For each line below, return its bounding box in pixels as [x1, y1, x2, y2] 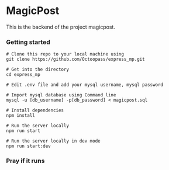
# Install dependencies [6, 107, 64, 113]
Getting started [6, 38, 51, 46]
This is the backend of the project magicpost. [6, 23, 116, 30]
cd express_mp [6, 72, 41, 78]
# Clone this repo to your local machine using [6, 51, 125, 57]
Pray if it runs [6, 157, 45, 165]
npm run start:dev [6, 143, 51, 150]
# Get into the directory [6, 67, 69, 72]
